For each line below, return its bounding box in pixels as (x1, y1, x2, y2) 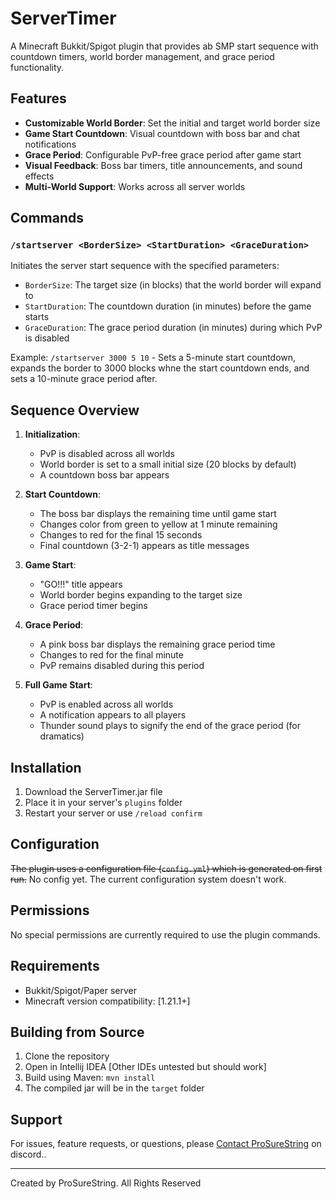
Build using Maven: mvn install (24, 1072, 156, 1084)
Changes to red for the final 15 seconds (39, 529, 203, 541)
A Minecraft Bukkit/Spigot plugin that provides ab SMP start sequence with (10, 40, 319, 52)
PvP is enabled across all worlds (39, 698, 174, 711)
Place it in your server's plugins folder (24, 797, 183, 809)
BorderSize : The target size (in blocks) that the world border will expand (24, 279, 322, 291)
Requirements (10, 958, 100, 975)
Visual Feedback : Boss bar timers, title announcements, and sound (24, 159, 303, 171)
